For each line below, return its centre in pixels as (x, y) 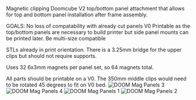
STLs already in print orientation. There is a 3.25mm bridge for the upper (94, 50)
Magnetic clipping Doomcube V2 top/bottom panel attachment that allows (95, 8)
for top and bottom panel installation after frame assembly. (77, 15)
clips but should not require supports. (51, 56)
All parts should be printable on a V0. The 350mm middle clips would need (96, 79)
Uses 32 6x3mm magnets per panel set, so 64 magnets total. (80, 67)
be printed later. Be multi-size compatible (56, 38)
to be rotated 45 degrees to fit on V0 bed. (56, 85)
